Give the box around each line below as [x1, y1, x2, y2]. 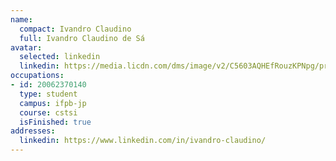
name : [10, 14, 33, 25]
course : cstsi [19, 107, 78, 118]
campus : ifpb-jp [19, 98, 87, 108]
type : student [19, 89, 78, 99]
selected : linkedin [19, 52, 101, 62]
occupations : [10, 71, 65, 81]
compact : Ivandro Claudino [19, 24, 132, 34]
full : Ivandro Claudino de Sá [19, 33, 145, 43]
